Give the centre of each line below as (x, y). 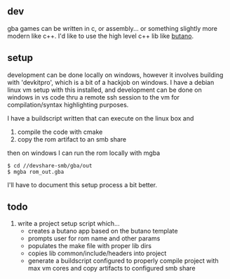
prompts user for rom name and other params (94, 238)
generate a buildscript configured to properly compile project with (123, 261)
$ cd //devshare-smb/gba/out (50, 165)
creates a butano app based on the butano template (103, 231)
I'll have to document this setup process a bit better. (82, 184)
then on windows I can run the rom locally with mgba (84, 153)
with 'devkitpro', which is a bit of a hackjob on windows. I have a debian (111, 82)
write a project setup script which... (69, 224)
